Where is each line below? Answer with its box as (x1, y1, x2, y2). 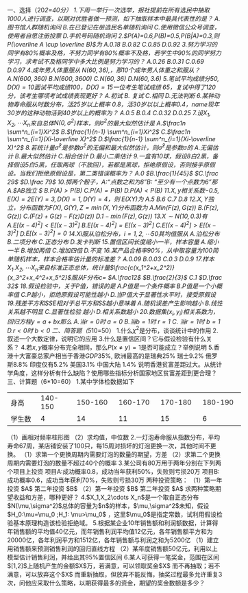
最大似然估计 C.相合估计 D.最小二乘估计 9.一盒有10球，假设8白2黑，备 (20, 152, 219, 160)
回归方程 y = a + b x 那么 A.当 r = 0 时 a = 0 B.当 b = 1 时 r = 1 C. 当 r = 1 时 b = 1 (7, 317, 221, 326)
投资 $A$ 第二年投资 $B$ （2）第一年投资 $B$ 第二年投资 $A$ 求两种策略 (7, 485, 216, 493)
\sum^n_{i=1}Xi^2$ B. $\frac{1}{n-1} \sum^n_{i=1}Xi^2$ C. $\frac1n (7, 128, 190, 136)
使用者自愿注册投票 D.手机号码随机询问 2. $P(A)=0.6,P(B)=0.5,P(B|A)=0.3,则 (7, 32, 220, 40)
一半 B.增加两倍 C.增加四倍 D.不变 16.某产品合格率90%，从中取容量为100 (7, 246, 213, 255)
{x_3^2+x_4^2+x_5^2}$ (7, 274, 72, 282)
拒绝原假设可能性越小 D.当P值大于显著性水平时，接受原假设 (49, 291, 216, 299)
